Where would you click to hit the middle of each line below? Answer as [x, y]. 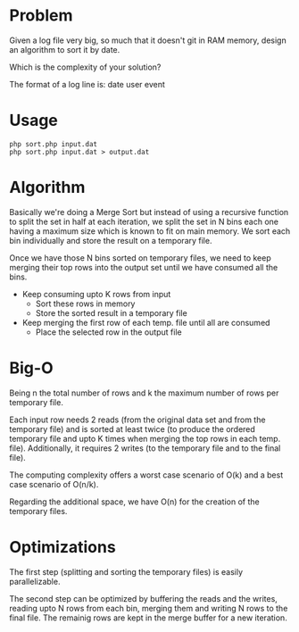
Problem [41, 16]
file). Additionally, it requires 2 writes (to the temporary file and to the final [145, 448]
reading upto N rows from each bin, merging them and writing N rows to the [149, 608]
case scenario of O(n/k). [54, 484]
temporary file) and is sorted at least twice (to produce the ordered [133, 428]
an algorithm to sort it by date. [65, 49]
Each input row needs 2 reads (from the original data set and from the [137, 420]
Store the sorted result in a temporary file [111, 312]
